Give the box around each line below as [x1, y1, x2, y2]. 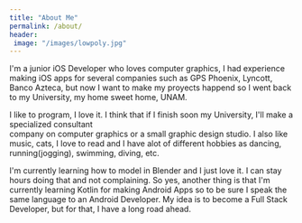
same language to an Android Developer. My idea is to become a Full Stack [9, 194, 288, 205]
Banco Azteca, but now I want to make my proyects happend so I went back [9, 82, 292, 93]
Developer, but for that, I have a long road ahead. [9, 204, 192, 215]
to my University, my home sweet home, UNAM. [9, 92, 188, 103]
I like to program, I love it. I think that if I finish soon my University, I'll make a [9, 109, 293, 120]
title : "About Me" [9, 13, 78, 23]
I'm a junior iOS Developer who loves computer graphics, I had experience [9, 63, 286, 74]
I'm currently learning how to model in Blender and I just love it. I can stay [9, 165, 282, 176]
